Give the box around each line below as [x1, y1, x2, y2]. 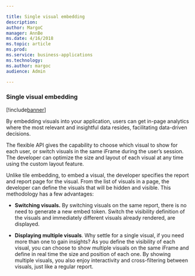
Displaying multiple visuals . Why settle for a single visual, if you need [14, 231, 184, 238]
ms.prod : [6, 46, 28, 53]
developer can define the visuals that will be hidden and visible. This [6, 184, 171, 191]
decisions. [6, 130, 31, 137]
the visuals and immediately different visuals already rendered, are [14, 214, 176, 221]
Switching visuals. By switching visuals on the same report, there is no [14, 201, 187, 208]
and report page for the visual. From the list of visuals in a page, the [6, 177, 170, 185]
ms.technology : [6, 57, 43, 63]
